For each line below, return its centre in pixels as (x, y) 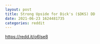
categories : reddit (25, 23)
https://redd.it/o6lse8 (26, 37)
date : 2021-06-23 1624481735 (35, 18)
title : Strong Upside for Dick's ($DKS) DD (50, 14)
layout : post (18, 9)
